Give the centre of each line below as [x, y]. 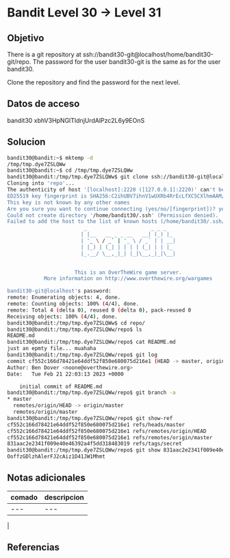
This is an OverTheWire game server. [128, 272]
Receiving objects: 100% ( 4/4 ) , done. [62, 316]
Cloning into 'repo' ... [41, 183]
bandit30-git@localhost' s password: [59, 291]
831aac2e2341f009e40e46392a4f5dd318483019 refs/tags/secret [95, 444]
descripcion [64, 497]
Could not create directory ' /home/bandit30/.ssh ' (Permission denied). [113, 215]
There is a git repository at [44, 54]
